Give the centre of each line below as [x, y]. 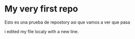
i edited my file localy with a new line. [42, 31]
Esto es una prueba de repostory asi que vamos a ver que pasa [67, 22]
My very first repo [41, 9]
